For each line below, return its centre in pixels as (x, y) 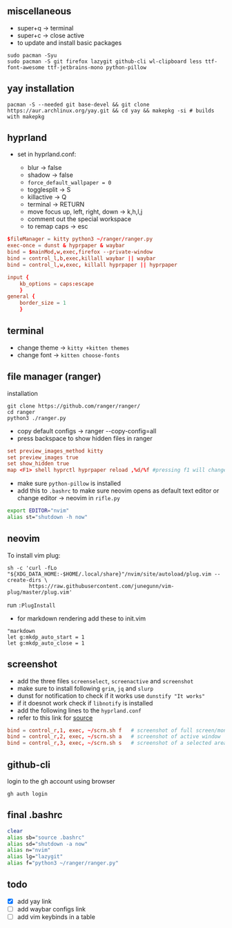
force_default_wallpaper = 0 (69, 183)
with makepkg (26, 117)
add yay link (34, 901)
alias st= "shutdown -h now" (48, 518)
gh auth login (28, 794)
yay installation (41, 89)
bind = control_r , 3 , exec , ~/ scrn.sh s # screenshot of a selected (109, 743)
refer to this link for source (55, 717)
